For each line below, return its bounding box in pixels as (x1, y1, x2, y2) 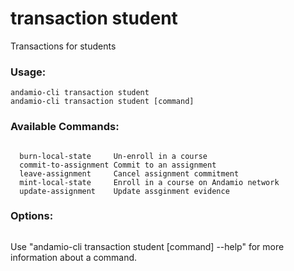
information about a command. (10, 251, 138, 263)
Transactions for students (10, 40, 117, 52)
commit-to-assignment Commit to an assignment (19, 160, 217, 170)
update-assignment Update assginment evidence (19, 186, 230, 196)
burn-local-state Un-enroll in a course (19, 151, 208, 161)
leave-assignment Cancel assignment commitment (19, 168, 240, 179)
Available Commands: (10, 120, 120, 134)
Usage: (10, 65, 47, 79)
